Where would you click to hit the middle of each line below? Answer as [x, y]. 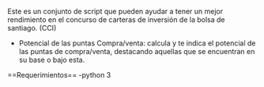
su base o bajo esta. [52, 60]
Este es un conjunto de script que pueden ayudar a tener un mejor [115, 11]
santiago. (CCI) [32, 28]
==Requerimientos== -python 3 [59, 75]
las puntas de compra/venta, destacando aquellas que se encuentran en [137, 51]
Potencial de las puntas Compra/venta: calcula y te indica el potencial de [137, 43]
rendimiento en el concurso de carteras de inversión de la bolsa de [116, 20]
